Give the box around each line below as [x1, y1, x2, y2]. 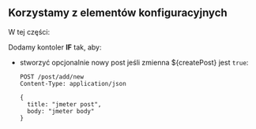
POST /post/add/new [19, 72, 85, 81]
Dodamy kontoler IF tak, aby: [8, 42, 102, 52]
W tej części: [8, 27, 50, 36]
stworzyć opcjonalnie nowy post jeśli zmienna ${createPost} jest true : [19, 57, 249, 67]
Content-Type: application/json [19, 79, 126, 87]
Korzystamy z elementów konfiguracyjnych [8, 6, 228, 20]
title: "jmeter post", [27, 100, 102, 109]
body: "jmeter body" [27, 107, 95, 115]
